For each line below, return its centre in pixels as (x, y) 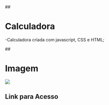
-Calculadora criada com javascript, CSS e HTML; (55, 39)
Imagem (22, 69)
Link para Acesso (32, 97)
